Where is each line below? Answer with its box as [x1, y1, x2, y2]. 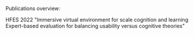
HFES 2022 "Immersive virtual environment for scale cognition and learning [5, 16, 189, 23]
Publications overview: [5, 5, 61, 12]
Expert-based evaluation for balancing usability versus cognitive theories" [5, 23, 185, 29]
